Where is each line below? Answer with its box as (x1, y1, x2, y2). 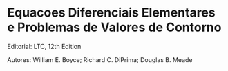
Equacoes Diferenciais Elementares (7, 5, 216, 21)
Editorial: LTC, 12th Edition (7, 42, 82, 50)
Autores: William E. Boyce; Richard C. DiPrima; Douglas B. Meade (7, 55, 193, 63)
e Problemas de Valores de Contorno (7, 19, 222, 35)
